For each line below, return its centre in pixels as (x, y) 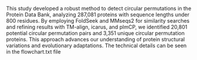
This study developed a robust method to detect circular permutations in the (99, 8)
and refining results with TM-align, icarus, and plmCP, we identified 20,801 (97, 27)
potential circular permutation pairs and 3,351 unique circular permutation (95, 33)
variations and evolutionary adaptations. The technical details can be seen (96, 45)
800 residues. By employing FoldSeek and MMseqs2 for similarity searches (98, 21)
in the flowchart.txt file (33, 52)
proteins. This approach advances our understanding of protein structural (96, 39)
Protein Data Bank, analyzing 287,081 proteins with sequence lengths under (98, 15)
